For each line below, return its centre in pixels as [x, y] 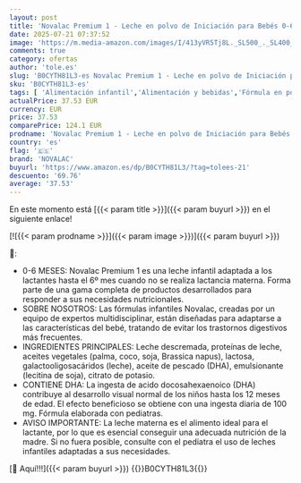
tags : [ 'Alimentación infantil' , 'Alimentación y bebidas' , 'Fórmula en [146, 92]
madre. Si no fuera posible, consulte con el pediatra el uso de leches [149, 442]
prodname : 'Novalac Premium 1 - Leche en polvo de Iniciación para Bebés [150, 134]
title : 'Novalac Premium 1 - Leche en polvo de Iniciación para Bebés [144, 26]
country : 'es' [36, 142]
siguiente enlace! [41, 219]
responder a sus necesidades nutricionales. [103, 300]
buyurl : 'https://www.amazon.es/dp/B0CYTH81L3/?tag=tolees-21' [130, 167]
